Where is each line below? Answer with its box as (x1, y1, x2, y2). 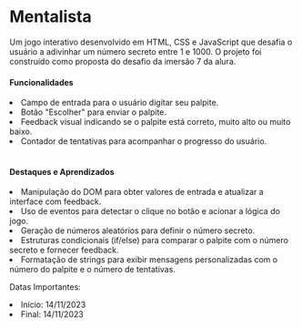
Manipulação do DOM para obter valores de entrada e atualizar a (21, 187, 264, 198)
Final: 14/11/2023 (21, 309, 84, 320)
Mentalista (9, 6, 93, 27)
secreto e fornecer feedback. (9, 244, 120, 256)
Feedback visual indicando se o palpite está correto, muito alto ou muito (21, 117, 291, 128)
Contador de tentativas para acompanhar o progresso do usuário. (21, 136, 267, 147)
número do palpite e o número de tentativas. (9, 264, 176, 275)
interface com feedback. (9, 196, 102, 207)
